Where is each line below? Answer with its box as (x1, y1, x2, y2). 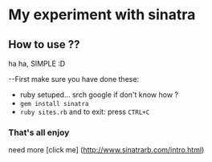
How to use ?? (8, 38, 80, 51)
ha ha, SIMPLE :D (8, 59, 66, 68)
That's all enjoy (8, 127, 70, 138)
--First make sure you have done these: (8, 75, 139, 83)
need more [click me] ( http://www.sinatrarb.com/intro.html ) (8, 145, 205, 155)
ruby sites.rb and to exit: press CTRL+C (19, 107, 150, 116)
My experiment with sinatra (8, 6, 196, 24)
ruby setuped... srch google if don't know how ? (19, 90, 179, 99)
